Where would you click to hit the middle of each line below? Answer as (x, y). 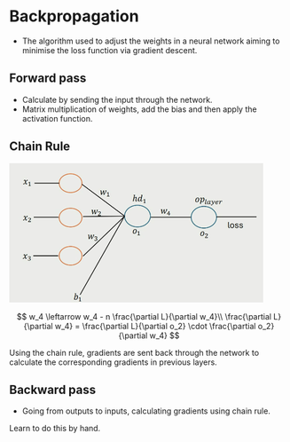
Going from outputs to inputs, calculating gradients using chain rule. (146, 411)
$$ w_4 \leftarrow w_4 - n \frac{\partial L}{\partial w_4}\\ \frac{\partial (144, 316)
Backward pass (53, 389)
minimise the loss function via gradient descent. (110, 50)
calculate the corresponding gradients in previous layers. (113, 362)
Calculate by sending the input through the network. (117, 99)
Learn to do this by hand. (55, 429)
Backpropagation (74, 16)
